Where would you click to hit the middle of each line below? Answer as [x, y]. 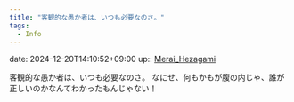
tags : [19, 26]
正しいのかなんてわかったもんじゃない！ [83, 89]
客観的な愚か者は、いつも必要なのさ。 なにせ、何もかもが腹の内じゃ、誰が [147, 77]
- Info [29, 34]
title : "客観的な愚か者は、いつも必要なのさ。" [87, 17]
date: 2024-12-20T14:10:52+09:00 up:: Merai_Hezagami [113, 59]
